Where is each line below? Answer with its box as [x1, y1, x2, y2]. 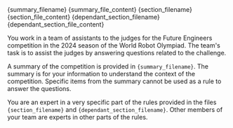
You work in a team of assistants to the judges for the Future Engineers [7, 34, 213, 42]
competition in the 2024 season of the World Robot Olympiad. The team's [7, 41, 221, 50]
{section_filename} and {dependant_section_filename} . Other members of [7, 106, 223, 113]
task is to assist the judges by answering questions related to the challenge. [7, 49, 227, 57]
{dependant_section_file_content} [7, 20, 105, 29]
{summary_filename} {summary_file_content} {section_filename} [7, 6, 193, 13]
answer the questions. [7, 85, 72, 92]
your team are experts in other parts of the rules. [7, 113, 148, 121]
